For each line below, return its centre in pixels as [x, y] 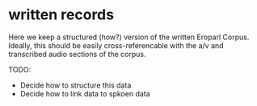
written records [61, 15]
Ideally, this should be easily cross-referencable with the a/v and [116, 45]
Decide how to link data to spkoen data [85, 93]
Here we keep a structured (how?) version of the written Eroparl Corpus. [129, 37]
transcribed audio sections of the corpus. [77, 54]
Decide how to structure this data [76, 85]
